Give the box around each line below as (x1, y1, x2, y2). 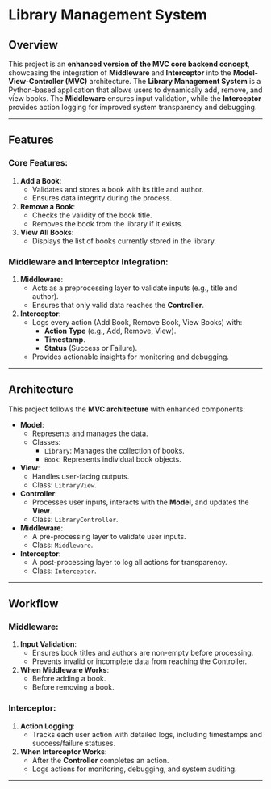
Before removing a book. (31, 682, 115, 692)
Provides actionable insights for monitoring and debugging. (31, 352, 230, 361)
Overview (8, 38, 59, 52)
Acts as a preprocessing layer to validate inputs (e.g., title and (31, 283, 238, 293)
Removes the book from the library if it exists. (31, 218, 184, 228)
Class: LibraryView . (31, 479, 97, 490)
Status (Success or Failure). (44, 343, 138, 352)
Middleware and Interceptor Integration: (8, 256, 169, 268)
